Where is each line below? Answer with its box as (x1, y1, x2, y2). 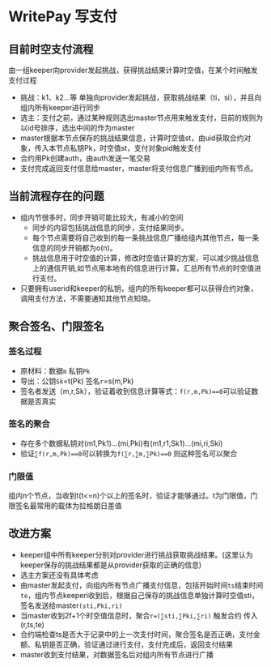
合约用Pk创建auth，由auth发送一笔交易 (19, 153, 151, 163)
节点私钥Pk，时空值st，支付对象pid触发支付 (55, 143, 201, 152)
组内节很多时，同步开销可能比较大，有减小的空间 (19, 212, 184, 222)
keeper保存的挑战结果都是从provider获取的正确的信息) (19, 560, 202, 570)
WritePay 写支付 (8, 7, 117, 26)
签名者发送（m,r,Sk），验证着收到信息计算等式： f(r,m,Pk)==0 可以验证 (19, 386, 252, 395)
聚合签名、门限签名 (8, 319, 104, 333)
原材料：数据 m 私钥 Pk (19, 366, 91, 375)
